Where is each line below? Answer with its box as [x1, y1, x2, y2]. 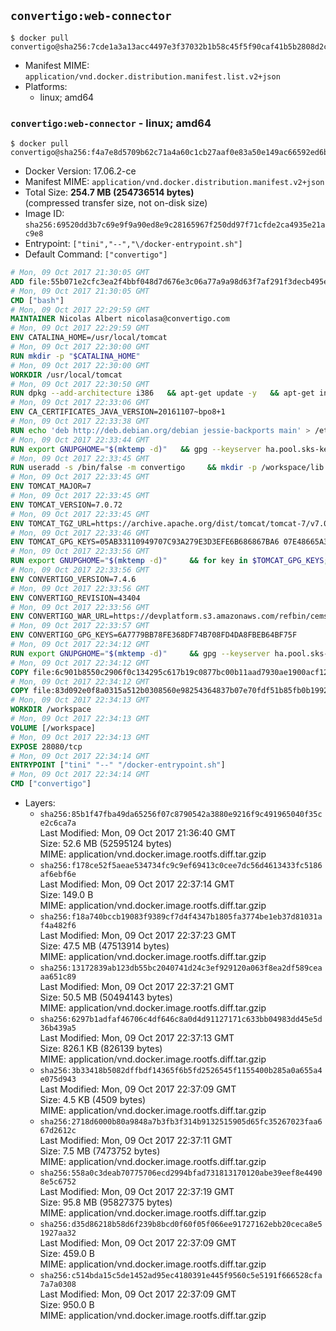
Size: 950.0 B [39, 1299, 95, 1311]
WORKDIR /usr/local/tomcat [10, 370, 123, 380]
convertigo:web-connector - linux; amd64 [10, 116, 212, 130]
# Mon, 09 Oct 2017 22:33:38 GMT [10, 416, 150, 427]
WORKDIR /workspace [10, 705, 92, 715]
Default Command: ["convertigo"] [24, 248, 168, 260]
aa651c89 [39, 972, 77, 982]
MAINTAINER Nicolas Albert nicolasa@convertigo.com [10, 314, 230, 324]
